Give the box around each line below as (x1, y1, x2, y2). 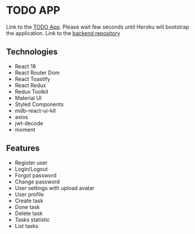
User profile (14, 191, 45, 198)
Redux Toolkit (14, 88, 49, 95)
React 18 (14, 63, 36, 70)
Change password (14, 178, 60, 185)
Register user (14, 159, 48, 166)
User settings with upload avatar (14, 184, 95, 191)
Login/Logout (14, 165, 48, 173)
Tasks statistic (14, 216, 51, 223)
